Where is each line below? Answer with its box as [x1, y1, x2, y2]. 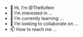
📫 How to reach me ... [10, 26, 57, 32]
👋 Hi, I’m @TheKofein [10, 5, 54, 10]
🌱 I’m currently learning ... [10, 15, 64, 21]
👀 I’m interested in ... [10, 10, 53, 16]
